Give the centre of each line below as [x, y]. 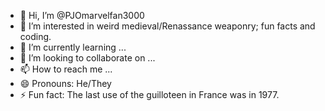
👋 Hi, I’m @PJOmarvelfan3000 [82, 15]
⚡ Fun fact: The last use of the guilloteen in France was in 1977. [149, 94]
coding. [35, 36]
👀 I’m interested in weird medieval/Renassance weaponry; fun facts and [167, 26]
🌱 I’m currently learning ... [73, 47]
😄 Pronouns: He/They [65, 83]
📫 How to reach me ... [66, 69]
